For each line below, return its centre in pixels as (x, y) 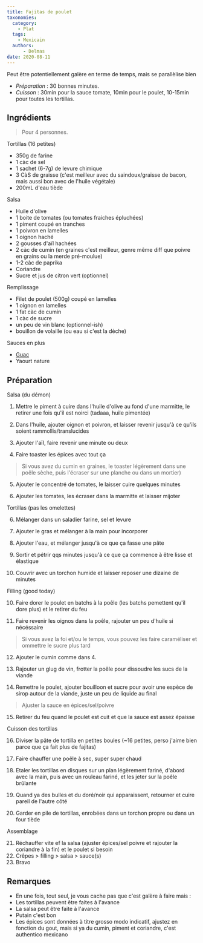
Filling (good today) (31, 591)
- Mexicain (31, 40)
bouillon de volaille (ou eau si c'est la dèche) (71, 331)
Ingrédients (29, 118)
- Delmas (34, 51)
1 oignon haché (34, 237)
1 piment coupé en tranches (50, 224)
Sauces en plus (26, 343)
